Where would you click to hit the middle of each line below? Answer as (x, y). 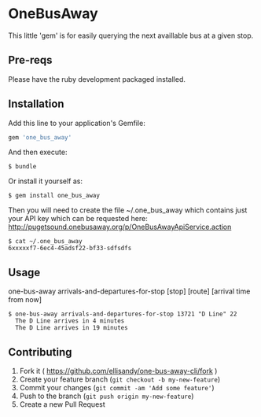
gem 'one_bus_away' (40, 137)
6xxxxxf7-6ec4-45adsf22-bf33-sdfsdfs (70, 249)
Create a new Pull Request (62, 404)
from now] (25, 300)
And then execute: (38, 152)
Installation (36, 104)
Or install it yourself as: (45, 181)
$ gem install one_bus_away (54, 196)
